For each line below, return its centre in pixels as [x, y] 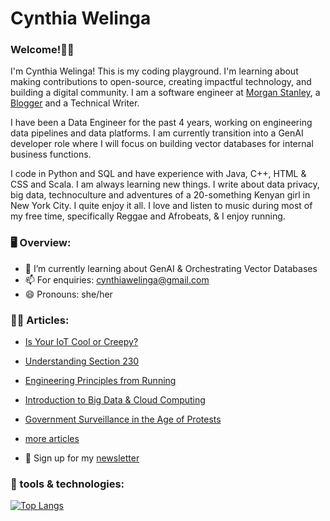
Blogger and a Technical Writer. [75, 103]
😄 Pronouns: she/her [68, 294]
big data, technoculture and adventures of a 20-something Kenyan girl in [160, 195]
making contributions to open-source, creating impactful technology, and [161, 82]
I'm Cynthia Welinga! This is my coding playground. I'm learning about [154, 71]
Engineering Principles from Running [100, 381]
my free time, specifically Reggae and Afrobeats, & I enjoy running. [148, 216]
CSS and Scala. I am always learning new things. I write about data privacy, [165, 184]
